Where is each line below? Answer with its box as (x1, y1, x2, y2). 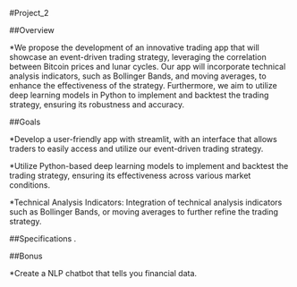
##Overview (9, 25, 55, 35)
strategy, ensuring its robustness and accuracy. (9, 99, 185, 110)
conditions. (9, 180, 51, 190)
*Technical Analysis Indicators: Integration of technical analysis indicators (9, 197, 283, 207)
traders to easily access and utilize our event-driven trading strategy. (9, 143, 264, 154)
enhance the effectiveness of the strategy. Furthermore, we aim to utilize (9, 80, 277, 90)
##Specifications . (9, 233, 77, 244)
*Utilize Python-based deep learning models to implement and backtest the (9, 161, 289, 171)
